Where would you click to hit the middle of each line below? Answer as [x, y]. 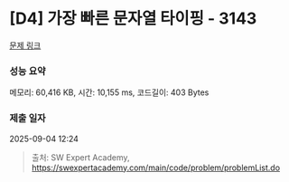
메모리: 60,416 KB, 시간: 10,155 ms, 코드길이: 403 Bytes [109, 92]
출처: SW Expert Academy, [80, 157]
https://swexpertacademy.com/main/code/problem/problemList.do [156, 168]
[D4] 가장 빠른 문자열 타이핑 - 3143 [133, 19]
